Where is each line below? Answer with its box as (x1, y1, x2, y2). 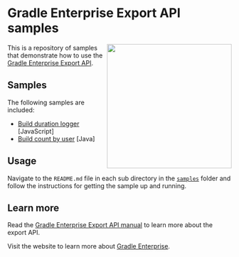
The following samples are (7, 98, 85, 106)
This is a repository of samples (7, 43, 98, 52)
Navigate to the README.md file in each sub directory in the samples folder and (7, 174, 231, 182)
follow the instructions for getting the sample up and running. (7, 181, 187, 190)
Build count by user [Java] (17, 134, 95, 143)
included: (7, 105, 35, 114)
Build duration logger (17, 119, 80, 128)
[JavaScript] (17, 126, 55, 136)
